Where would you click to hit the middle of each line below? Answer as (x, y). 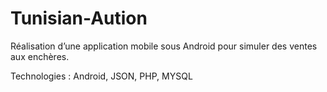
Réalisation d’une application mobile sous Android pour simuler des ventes (164, 46)
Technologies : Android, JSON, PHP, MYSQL (101, 76)
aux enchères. (40, 56)
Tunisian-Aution (79, 18)
